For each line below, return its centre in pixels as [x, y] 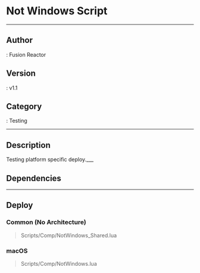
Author [19, 40]
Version [21, 74]
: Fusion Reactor [26, 54]
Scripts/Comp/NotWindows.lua [59, 263]
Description [28, 145]
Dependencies [34, 178]
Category [24, 106]
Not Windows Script [57, 11]
